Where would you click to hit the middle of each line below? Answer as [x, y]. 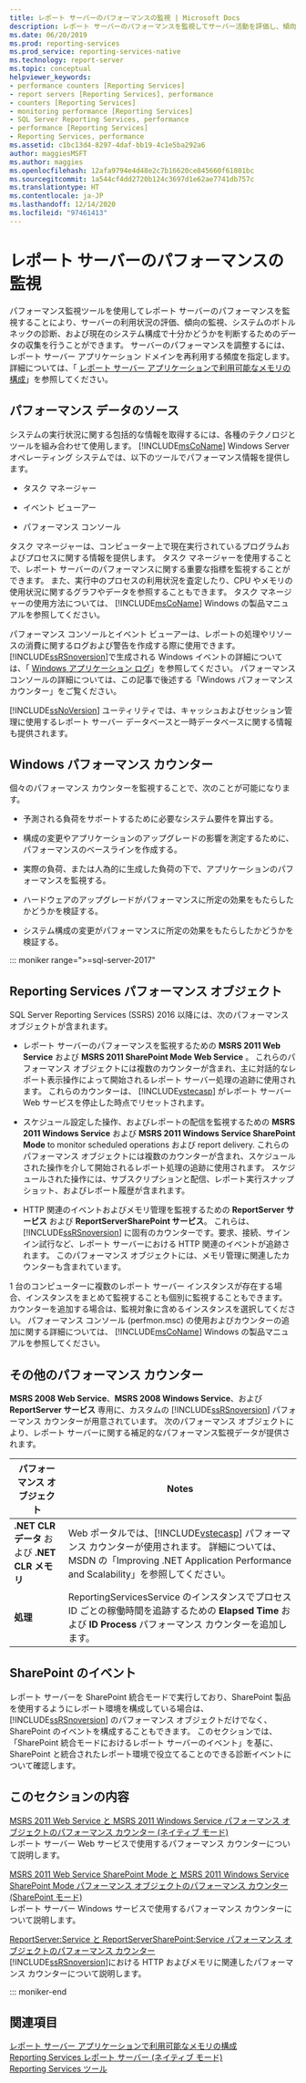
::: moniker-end [38, 1991]
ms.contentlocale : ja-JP [56, 196]
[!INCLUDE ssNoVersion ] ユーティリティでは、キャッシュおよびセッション [147, 710]
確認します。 [57, 1765]
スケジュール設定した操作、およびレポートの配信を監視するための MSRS [159, 1122]
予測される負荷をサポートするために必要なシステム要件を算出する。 [150, 819]
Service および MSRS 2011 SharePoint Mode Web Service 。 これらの [155, 1057]
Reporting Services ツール [58, 2069]
